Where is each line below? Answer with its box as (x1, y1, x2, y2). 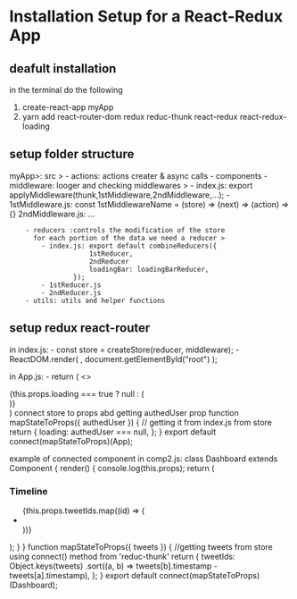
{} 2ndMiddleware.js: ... (9, 208, 95, 219)
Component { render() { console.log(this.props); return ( (9, 462, 215, 473)
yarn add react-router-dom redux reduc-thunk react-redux (21, 112, 238, 122)
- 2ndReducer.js (41, 288, 102, 297)
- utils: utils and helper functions (25, 296, 166, 305)
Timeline (9, 485, 48, 497)
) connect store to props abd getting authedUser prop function (9, 407, 239, 418)
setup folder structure (9, 147, 135, 162)
